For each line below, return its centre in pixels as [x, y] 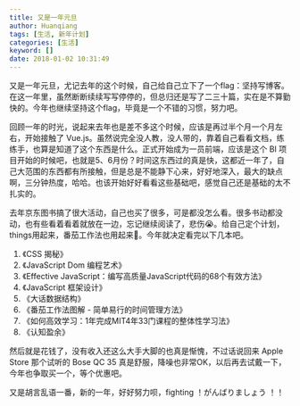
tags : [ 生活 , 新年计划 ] [50, 34]
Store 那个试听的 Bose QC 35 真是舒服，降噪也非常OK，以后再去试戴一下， [148, 362]
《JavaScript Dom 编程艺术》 [74, 265]
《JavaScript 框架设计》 [64, 287]
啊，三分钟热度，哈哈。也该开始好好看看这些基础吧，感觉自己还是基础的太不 [150, 182]
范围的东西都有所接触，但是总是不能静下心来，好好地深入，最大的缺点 [154, 171]
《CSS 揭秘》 [45, 254]
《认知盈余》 [46, 332]
